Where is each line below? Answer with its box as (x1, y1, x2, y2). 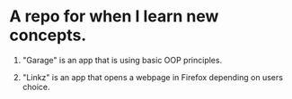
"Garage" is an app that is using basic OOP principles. (22, 54, 223, 65)
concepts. (9, 25, 87, 45)
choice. (22, 81, 51, 92)
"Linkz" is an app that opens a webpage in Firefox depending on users (22, 71, 283, 82)
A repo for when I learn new (9, 6, 219, 27)
